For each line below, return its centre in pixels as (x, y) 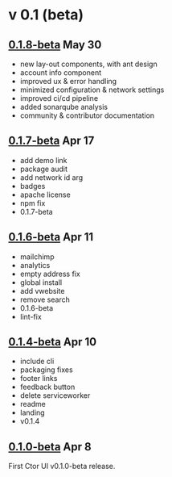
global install (41, 282)
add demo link (43, 160)
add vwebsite (42, 291)
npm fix (33, 203)
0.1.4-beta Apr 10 (53, 342)
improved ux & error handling (68, 81)
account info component (61, 73)
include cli (37, 362)
